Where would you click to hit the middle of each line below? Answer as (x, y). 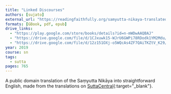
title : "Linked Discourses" (35, 10)
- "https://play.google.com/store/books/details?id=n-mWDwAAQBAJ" (82, 33)
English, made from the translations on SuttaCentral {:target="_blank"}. (79, 86)
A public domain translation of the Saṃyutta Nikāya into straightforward (80, 81)
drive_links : (19, 29)
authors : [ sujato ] (25, 15)
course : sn (17, 52)
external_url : (20, 19)
